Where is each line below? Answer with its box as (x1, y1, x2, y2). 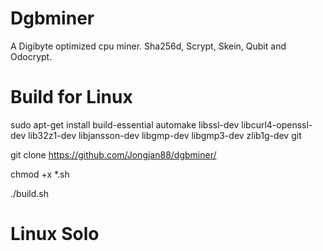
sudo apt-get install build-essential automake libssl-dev (10, 118, 240, 131)
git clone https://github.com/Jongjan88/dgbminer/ (10, 148, 217, 161)
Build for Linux (10, 86, 133, 109)
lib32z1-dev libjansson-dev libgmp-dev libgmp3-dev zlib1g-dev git (28, 129, 302, 141)
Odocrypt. (10, 50, 53, 62)
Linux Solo (10, 223, 100, 246)
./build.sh (10, 187, 49, 199)
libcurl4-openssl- (241, 118, 313, 131)
